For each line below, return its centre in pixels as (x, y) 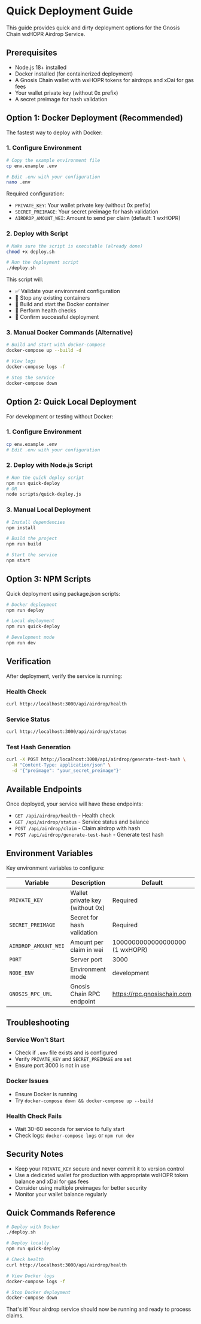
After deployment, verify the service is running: (64, 676)
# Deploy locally (28, 1243)
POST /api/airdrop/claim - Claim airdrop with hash (77, 828)
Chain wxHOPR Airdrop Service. (46, 34)
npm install (21, 528)
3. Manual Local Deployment (48, 509)
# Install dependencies (36, 522)
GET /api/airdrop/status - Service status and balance (82, 822)
